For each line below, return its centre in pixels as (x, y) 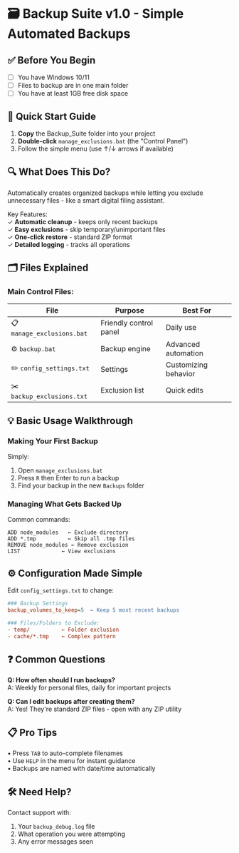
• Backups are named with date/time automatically (81, 769)
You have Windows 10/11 (54, 77)
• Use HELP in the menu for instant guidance (71, 761)
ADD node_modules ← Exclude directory (68, 533)
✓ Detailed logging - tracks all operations (69, 244)
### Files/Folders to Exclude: (54, 623)
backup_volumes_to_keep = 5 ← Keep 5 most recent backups (94, 610)
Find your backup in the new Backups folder (81, 485)
